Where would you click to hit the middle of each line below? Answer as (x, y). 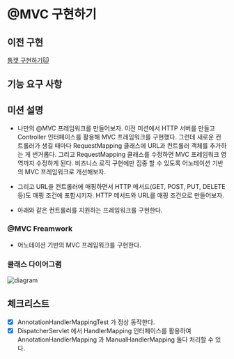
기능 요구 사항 (35, 84)
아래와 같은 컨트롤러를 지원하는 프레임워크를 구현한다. (90, 211)
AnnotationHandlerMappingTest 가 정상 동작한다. (86, 322)
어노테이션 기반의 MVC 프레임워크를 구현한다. (79, 245)
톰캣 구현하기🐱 (28, 60)
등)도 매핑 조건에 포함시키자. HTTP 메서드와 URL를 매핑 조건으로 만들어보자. (120, 195)
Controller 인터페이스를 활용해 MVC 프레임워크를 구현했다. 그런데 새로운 (116, 137)
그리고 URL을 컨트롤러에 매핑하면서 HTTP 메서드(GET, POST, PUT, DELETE (122, 187)
